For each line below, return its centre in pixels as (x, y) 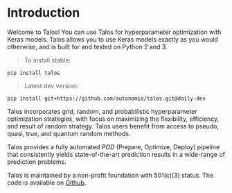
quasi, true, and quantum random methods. (69, 133)
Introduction (44, 13)
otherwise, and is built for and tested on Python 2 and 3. (87, 47)
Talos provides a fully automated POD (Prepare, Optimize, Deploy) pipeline (114, 146)
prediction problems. (37, 162)
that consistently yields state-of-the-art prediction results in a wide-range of (116, 154)
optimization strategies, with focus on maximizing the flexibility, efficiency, (113, 119)
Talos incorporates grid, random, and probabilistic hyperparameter (102, 111)
